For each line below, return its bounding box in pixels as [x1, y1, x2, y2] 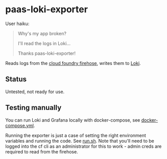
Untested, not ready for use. [5, 88, 65, 95]
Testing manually [5, 103, 62, 112]
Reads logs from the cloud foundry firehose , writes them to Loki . [5, 60, 141, 66]
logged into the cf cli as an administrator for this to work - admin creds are [5, 143, 162, 149]
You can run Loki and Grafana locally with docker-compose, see [5, 117, 140, 123]
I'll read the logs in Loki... [17, 40, 70, 47]
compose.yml [5, 122, 34, 128]
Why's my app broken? [17, 30, 66, 36]
